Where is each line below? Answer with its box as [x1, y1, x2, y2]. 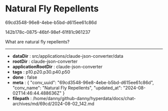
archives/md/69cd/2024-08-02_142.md [12, 101, 94, 107]
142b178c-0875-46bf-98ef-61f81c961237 [5, 29, 91, 35]
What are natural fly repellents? [5, 38, 70, 45]
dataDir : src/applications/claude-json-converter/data [12, 53, 123, 59]
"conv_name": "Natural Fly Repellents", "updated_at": [12, 85, 122, 91]
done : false [12, 74, 37, 80]
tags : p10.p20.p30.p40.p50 [12, 69, 70, 75]
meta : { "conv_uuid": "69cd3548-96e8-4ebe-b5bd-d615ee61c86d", [12, 79, 154, 85]
